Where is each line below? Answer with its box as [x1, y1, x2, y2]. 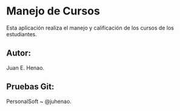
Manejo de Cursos [6, 4, 100, 18]
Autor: [6, 48, 32, 59]
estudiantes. [6, 30, 38, 37]
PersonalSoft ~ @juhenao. [6, 98, 72, 105]
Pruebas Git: [6, 81, 55, 92]
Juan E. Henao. [6, 64, 44, 71]
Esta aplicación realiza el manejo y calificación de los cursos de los [6, 24, 175, 31]
